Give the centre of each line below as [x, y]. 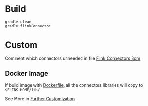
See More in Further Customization [40, 99]
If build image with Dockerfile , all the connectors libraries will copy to [74, 85]
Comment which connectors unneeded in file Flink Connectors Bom [73, 58]
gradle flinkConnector [28, 26]
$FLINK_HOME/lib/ [23, 90]
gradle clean [18, 22]
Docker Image [27, 73]
